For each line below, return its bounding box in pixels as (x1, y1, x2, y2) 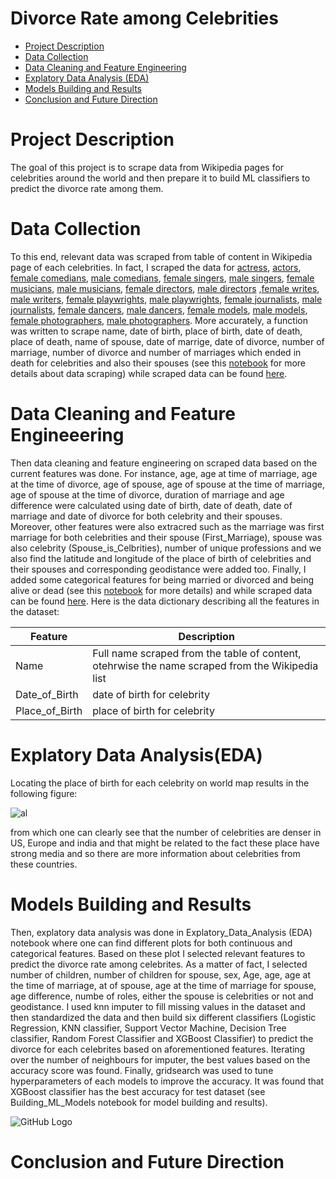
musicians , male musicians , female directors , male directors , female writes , (10, 282, 320, 294)
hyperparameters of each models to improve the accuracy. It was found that (10, 1075, 325, 1087)
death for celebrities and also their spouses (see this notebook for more (10, 357, 307, 369)
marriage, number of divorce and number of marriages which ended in (10, 346, 302, 358)
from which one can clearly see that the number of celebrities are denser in (10, 826, 322, 838)
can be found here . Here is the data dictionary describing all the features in (10, 595, 320, 607)
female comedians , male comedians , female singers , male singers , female (10, 272, 315, 284)
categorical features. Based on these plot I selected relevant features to (10, 947, 306, 959)
